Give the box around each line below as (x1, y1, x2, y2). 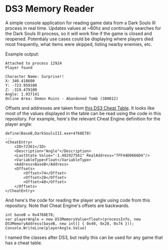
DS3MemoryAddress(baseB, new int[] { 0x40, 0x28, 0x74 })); (5, 221, 135, 226)
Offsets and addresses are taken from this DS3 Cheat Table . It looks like (5, 105, 155, 111)
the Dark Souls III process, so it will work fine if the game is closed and (5, 30, 152, 36)
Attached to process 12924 (5, 61, 62, 66)
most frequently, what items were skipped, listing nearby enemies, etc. (5, 41, 152, 47)
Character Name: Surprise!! (5, 74, 65, 79)
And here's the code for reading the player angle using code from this (5, 197, 150, 203)
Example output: (5, 51, 39, 57)
